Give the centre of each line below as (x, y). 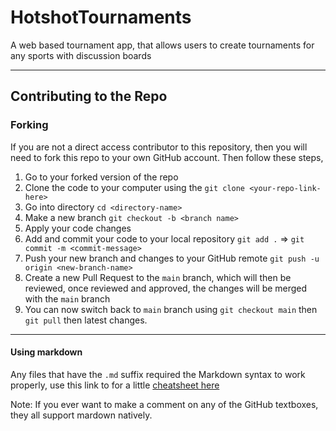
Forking (29, 125)
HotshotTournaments (101, 17)
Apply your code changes (78, 228)
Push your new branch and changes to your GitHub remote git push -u (172, 258)
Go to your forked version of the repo (101, 177)
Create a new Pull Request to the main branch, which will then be (158, 277)
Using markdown (46, 352)
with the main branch (67, 298)
